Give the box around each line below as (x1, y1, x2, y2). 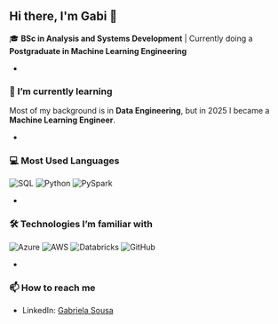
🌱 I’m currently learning (9, 85, 113, 98)
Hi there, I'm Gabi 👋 (9, 9, 118, 24)
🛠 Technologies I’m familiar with (9, 218, 153, 231)
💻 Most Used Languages (9, 154, 120, 167)
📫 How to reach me (9, 281, 96, 294)
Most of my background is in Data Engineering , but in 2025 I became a (9, 106, 270, 116)
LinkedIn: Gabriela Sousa (21, 305, 114, 315)
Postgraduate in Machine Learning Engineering (9, 45, 187, 56)
